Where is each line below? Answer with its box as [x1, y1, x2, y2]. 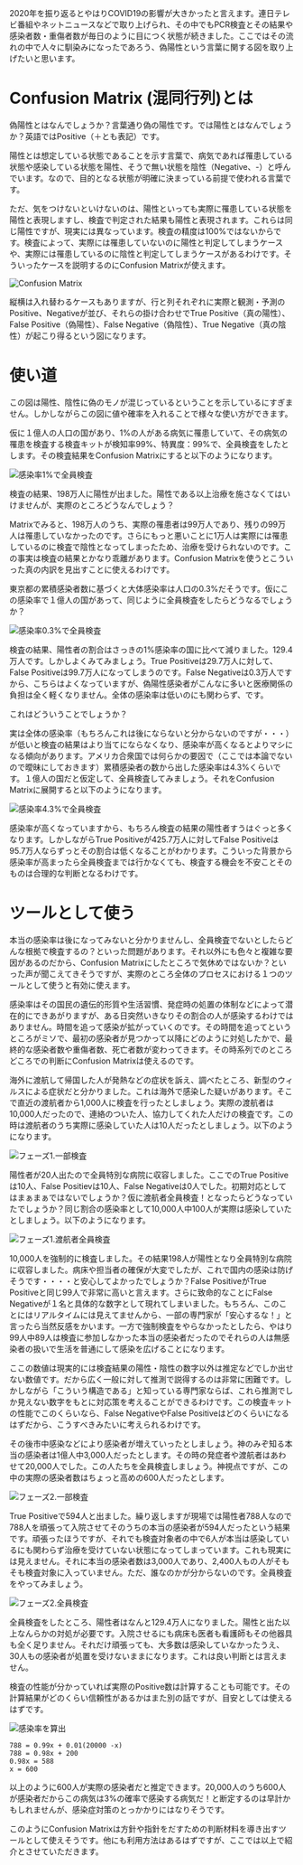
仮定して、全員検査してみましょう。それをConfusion [79, 773, 275, 783]
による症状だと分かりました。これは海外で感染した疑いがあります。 [24, 1085, 278, 1096]
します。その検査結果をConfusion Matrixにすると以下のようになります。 [9, 450, 278, 461]
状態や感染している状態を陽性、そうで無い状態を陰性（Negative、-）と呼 [9, 161, 283, 172]
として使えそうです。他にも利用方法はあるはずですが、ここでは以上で [24, 1834, 285, 1845]
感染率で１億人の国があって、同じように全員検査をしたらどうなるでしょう [16, 595, 293, 605]
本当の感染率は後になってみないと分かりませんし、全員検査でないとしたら [9, 934, 286, 945]
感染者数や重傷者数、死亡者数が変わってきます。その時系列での [32, 1044, 269, 1054]
